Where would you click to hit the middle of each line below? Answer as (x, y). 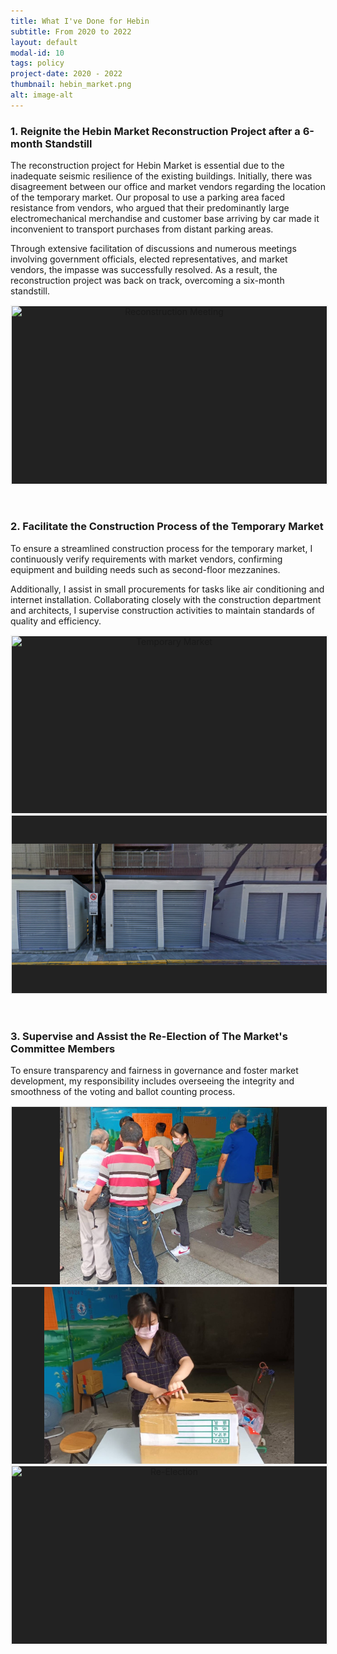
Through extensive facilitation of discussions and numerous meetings (153, 249)
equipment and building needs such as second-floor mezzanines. (145, 569)
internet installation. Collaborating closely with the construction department (166, 599)
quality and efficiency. (56, 621)
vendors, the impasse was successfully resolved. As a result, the (144, 270)
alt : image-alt (42, 95)
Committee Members (63, 1048)
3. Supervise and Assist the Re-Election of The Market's (149, 1036)
